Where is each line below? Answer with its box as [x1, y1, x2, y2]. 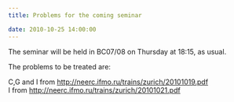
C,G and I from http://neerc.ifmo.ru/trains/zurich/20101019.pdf [8, 77, 209, 86]
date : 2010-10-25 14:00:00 [8, 25, 97, 33]
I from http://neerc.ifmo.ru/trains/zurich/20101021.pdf [8, 85, 181, 94]
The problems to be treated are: [8, 62, 112, 71]
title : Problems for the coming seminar [8, 11, 143, 19]
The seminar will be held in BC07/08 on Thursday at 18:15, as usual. [8, 47, 227, 56]
